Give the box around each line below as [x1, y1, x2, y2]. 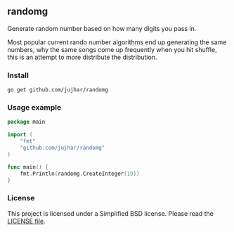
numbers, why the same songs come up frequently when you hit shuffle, [7, 45, 217, 53]
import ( [7, 131, 33, 138]
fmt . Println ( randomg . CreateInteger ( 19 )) [20, 170, 140, 177]
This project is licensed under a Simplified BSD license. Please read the [7, 209, 214, 217]
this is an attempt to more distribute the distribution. [7, 53, 157, 61]
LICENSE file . [7, 217, 46, 225]
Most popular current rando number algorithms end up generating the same [7, 38, 227, 46]
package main [7, 119, 46, 126]
